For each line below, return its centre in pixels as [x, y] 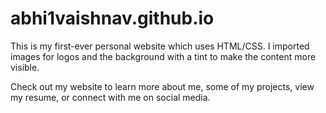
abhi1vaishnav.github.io [112, 18]
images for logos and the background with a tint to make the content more [163, 56]
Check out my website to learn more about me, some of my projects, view [162, 86]
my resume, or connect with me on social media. [110, 97]
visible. [25, 67]
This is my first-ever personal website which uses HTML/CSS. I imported [160, 46]
